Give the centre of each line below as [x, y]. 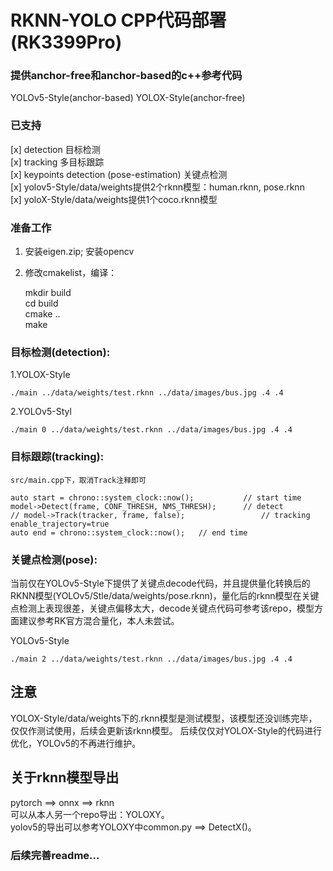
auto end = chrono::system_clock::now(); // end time [129, 532]
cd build [41, 303]
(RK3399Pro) [66, 42]
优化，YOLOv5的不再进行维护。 [76, 743]
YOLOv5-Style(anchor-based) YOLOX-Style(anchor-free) [128, 98]
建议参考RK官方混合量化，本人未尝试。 [99, 620]
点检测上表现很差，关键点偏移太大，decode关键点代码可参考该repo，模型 [162, 608]
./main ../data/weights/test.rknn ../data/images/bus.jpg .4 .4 [147, 393]
